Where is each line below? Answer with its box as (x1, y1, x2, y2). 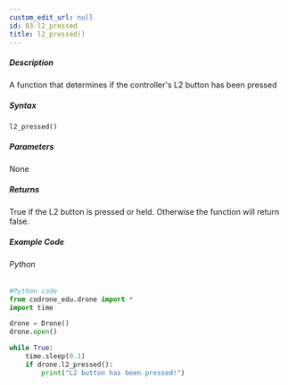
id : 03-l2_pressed (9, 21, 78, 30)
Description (9, 57, 54, 68)
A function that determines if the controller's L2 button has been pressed (9, 79, 277, 90)
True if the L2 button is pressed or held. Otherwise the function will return (9, 207, 280, 217)
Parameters (9, 141, 54, 152)
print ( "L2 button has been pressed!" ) (41, 368, 185, 377)
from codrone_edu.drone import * (9, 295, 134, 304)
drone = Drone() (9, 319, 70, 328)
